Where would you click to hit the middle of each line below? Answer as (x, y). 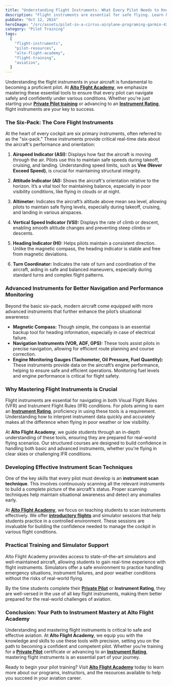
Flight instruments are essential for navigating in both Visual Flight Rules (81, 400)
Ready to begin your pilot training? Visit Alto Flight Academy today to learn (84, 667)
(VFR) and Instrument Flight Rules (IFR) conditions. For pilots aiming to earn (85, 406)
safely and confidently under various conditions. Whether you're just (78, 99)
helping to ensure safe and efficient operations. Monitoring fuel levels (86, 370)
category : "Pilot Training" (35, 29)
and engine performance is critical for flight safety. (66, 376)
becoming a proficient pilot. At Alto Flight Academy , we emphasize (76, 87)
